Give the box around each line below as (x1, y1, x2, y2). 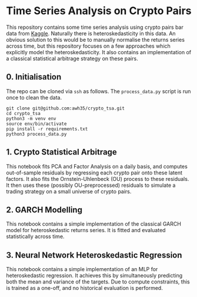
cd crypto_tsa (6, 110, 41, 116)
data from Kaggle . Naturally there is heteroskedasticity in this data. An (6, 29, 176, 37)
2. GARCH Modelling (6, 204, 82, 214)
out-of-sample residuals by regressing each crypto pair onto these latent (6, 169, 182, 176)
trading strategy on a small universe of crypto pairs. (6, 187, 132, 195)
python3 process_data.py (6, 131, 67, 137)
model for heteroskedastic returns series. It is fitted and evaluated (6, 227, 166, 234)
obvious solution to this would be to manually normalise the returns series (6, 36, 185, 43)
